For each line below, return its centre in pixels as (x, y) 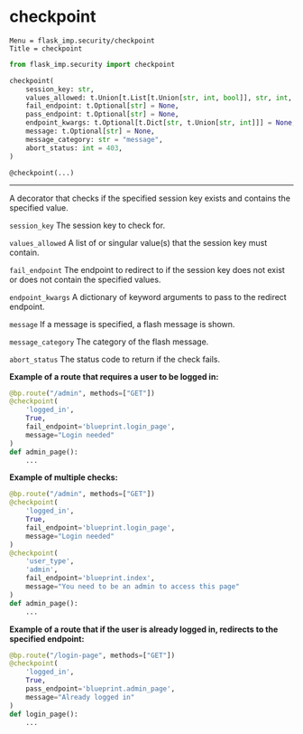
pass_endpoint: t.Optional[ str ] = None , (102, 115)
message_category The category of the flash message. (109, 342)
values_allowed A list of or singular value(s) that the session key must (138, 242)
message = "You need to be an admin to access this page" (133, 587)
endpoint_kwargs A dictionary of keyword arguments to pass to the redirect (148, 296)
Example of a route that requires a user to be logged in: (114, 376)
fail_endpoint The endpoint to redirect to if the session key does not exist (147, 269)
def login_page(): (44, 714)
